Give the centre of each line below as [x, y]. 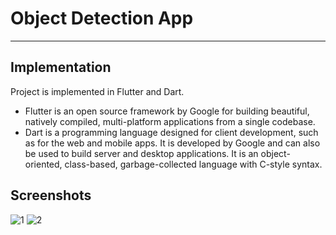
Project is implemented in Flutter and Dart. [97, 91]
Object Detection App [102, 18]
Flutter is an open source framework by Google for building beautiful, [167, 111]
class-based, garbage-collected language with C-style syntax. [193, 164]
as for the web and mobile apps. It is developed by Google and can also [172, 143]
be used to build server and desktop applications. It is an [141, 153]
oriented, [43, 164]
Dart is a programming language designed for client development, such [171, 132]
